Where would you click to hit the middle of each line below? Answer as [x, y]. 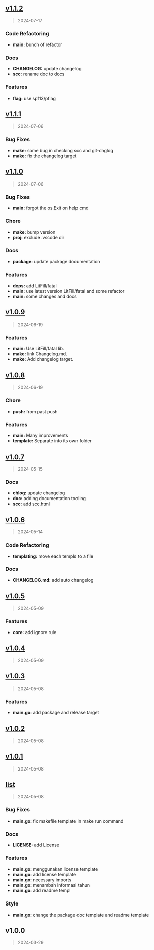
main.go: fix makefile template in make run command [68, 821]
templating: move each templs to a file [53, 556]
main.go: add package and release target [56, 712]
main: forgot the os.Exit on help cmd [51, 208]
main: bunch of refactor [37, 44]
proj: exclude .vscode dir [38, 238]
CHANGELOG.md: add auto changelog [53, 580]
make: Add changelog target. [43, 359]
